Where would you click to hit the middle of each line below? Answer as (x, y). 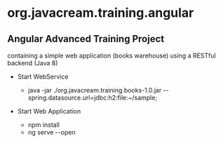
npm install (43, 125)
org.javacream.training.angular (101, 13)
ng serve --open (52, 132)
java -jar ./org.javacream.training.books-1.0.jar (95, 90)
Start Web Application (49, 111)
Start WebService (43, 76)
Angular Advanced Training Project (86, 39)
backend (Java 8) (33, 63)
